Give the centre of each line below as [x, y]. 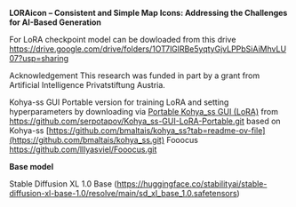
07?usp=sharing [39, 58]
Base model [32, 167]
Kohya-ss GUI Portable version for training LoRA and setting [119, 102]
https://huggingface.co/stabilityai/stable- [192, 184]
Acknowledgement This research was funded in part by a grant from [135, 76]
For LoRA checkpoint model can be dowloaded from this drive [123, 40]
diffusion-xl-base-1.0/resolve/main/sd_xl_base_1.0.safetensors [123, 193]
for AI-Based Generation [56, 22]
